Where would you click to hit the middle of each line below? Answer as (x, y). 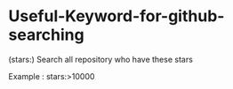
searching (47, 35)
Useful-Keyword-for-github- (116, 16)
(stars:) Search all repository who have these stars (100, 59)
